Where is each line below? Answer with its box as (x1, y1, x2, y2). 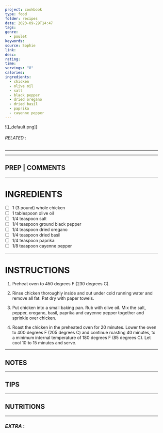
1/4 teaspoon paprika (12, 238, 55, 244)
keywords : (5, 39, 25, 44)
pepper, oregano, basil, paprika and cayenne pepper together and (12, 310, 144, 316)
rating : (5, 57, 21, 62)
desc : (5, 52, 16, 57)
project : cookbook (5, 7, 42, 12)
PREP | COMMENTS (5, 164, 65, 172)
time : (5, 61, 16, 66)
